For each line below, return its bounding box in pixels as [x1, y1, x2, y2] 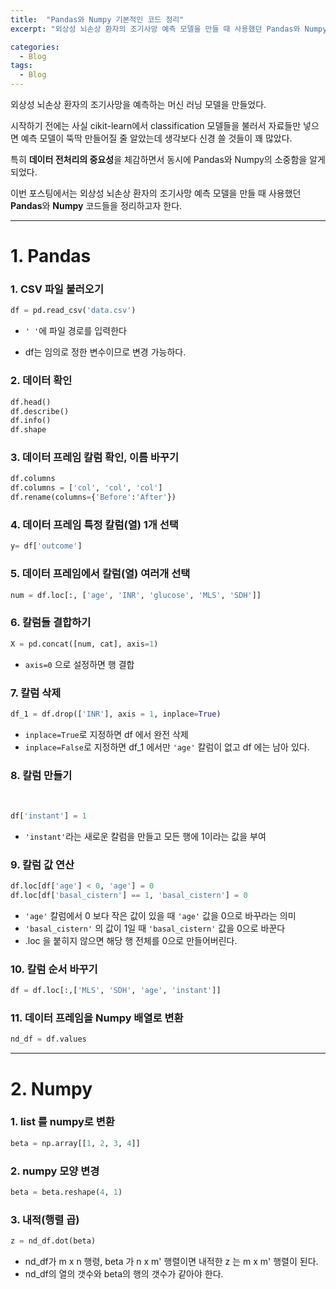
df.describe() [10, 406, 70, 416]
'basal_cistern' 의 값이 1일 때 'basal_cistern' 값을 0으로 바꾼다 [24, 922, 286, 934]
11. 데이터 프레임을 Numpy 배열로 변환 [10, 1011, 184, 1025]
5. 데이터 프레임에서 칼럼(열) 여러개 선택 [10, 567, 191, 581]
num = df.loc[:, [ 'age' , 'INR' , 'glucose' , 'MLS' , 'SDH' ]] [10, 590, 262, 600]
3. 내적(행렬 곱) [10, 1212, 80, 1226]
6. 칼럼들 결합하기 [10, 616, 92, 630]
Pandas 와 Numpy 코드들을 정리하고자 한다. [10, 200, 183, 211]
